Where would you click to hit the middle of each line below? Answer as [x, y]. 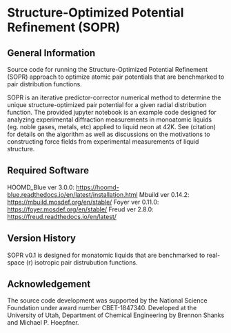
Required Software [48, 171]
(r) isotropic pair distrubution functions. [82, 262]
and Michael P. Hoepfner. [43, 323]
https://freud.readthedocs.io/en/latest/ [62, 216]
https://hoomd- [97, 187]
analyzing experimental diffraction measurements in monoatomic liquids [110, 120]
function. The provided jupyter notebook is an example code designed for [112, 112]
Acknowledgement [49, 284]
